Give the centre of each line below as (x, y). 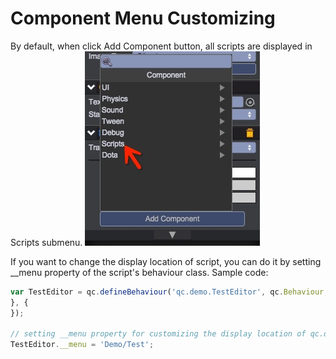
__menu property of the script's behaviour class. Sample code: (139, 272)
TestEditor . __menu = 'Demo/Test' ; (82, 345)
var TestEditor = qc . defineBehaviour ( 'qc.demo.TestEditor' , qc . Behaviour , (169, 292)
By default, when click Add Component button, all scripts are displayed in (161, 46)
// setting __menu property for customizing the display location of (158, 334)
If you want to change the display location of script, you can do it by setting (166, 261)
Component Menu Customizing (143, 18)
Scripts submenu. (46, 242)
